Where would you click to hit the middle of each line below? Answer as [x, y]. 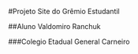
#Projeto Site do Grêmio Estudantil [64, 11]
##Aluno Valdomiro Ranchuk [54, 26]
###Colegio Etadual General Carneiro [69, 41]
